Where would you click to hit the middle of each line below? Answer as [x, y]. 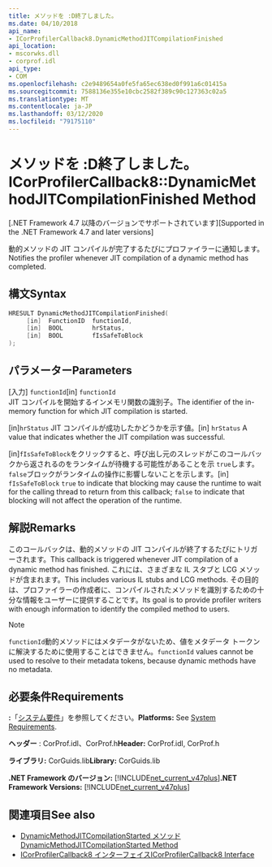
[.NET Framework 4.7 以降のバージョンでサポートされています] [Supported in [136, 222]
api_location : [32, 46]
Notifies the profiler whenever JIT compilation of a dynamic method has [129, 257]
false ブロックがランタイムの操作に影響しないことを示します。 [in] [119, 474]
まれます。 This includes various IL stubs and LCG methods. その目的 [144, 579]
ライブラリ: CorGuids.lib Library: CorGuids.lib [84, 761]
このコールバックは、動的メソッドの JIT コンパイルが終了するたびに [123, 549]
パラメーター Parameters [70, 371]
